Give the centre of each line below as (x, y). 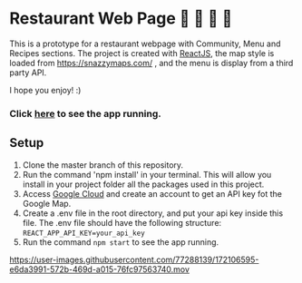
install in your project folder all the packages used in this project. (143, 184)
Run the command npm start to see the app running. (121, 242)
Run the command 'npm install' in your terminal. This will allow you (147, 174)
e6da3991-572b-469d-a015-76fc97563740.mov (100, 269)
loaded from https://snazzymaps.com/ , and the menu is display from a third (151, 63)
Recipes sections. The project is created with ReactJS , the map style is (142, 53)
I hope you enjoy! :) (45, 90)
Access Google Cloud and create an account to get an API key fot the (152, 193)
